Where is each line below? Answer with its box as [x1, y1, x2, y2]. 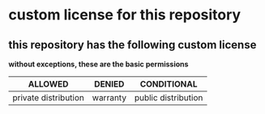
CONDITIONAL [139, 78, 198, 90]
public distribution [134, 92, 203, 103]
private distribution [12, 92, 85, 103]
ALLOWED [28, 78, 69, 90]
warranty [92, 92, 127, 103]
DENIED [94, 78, 125, 90]
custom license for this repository [8, 6, 241, 24]
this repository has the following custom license [8, 38, 257, 52]
